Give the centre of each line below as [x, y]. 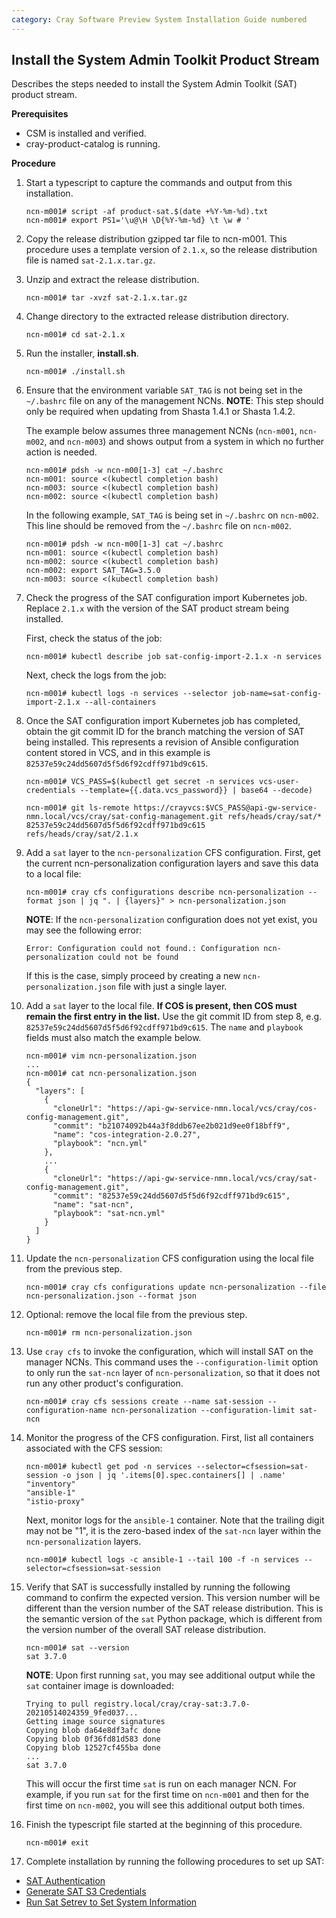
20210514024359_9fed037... [82, 1713]
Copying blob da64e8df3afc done [93, 1731]
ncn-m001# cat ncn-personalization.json [111, 1074]
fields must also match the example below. [113, 1038]
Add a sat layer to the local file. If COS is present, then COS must [161, 1006]
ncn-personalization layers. [83, 1542]
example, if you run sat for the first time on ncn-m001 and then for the [167, 1795]
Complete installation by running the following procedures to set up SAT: [175, 1862]
